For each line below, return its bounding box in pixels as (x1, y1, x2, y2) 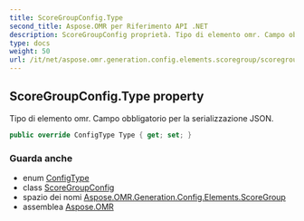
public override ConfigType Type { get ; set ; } (9, 130, 193, 139)
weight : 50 (9, 47, 51, 56)
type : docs (9, 38, 51, 48)
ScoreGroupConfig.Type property (9, 89, 204, 104)
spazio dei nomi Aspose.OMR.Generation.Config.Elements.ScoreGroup (22, 191, 287, 202)
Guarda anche (9, 151, 73, 164)
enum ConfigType (22, 172, 90, 183)
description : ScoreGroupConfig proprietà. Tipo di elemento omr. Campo (9, 30, 285, 39)
